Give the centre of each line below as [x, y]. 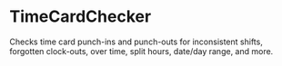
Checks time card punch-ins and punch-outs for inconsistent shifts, [136, 42]
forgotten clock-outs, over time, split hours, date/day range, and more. [141, 51]
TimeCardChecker [81, 17]
